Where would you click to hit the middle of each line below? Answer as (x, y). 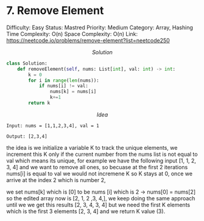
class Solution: (27, 63)
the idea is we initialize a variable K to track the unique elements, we (92, 147)
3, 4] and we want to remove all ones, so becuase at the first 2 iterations (97, 167)
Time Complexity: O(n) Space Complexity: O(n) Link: (72, 33)
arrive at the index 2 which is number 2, (56, 180)
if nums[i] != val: (63, 86)
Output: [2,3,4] (27, 136)
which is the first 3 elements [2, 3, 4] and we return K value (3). (86, 211)
